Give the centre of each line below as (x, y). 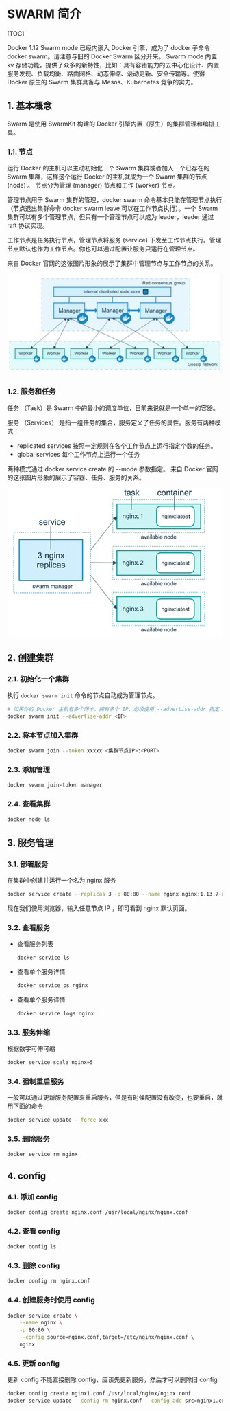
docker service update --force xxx (58, 1120)
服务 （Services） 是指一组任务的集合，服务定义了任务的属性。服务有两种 (111, 422)
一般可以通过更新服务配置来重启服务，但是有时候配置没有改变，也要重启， (112, 1098)
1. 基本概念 (30, 106)
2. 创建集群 (30, 658)
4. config (27, 1176)
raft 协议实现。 (28, 226)
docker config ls (32, 1247)
